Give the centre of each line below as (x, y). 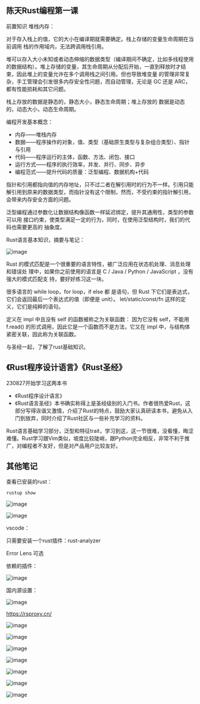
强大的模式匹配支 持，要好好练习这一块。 (57, 279)
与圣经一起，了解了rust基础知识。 (48, 347)
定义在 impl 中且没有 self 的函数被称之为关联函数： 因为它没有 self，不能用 (98, 319)
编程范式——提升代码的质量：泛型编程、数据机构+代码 (82, 171)
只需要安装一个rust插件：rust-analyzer (54, 541)
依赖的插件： (22, 566)
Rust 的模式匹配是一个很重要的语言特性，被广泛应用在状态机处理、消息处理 (99, 264)
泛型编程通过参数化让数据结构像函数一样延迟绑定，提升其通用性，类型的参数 (100, 212)
